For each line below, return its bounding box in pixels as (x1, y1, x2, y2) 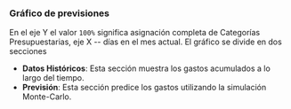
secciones (9, 46, 47, 57)
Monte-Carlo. (21, 91, 72, 102)
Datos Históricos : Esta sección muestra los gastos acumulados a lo (21, 63, 271, 74)
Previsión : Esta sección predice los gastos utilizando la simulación (21, 82, 267, 93)
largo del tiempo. (21, 73, 85, 83)
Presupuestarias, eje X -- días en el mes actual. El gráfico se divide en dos (9, 36, 282, 47)
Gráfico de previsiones (9, 7, 109, 19)
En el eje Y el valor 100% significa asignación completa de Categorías (9, 27, 261, 38)
